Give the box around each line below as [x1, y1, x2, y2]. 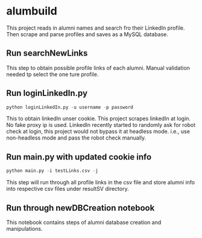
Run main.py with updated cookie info [6, 152, 152, 162]
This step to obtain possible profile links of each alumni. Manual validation [6, 64, 190, 71]
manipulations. [6, 225, 43, 232]
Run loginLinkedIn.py [6, 88, 88, 98]
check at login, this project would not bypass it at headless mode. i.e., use [6, 128, 190, 135]
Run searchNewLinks [6, 48, 88, 59]
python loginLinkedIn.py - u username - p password [6, 104, 134, 110]
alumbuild [6, 4, 57, 18]
